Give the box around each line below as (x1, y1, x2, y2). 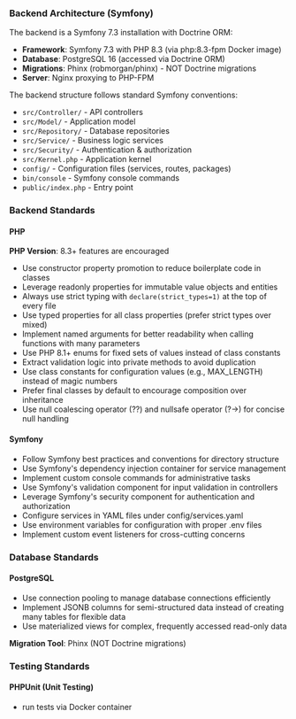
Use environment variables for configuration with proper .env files (21, 519, 262, 530)
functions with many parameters (21, 338, 140, 349)
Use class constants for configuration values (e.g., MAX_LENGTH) (21, 367, 263, 377)
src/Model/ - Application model (21, 116, 136, 127)
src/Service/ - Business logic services (21, 135, 163, 146)
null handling (21, 414, 69, 424)
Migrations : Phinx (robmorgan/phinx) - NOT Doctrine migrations (21, 63, 257, 73)
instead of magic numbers (21, 375, 118, 387)
